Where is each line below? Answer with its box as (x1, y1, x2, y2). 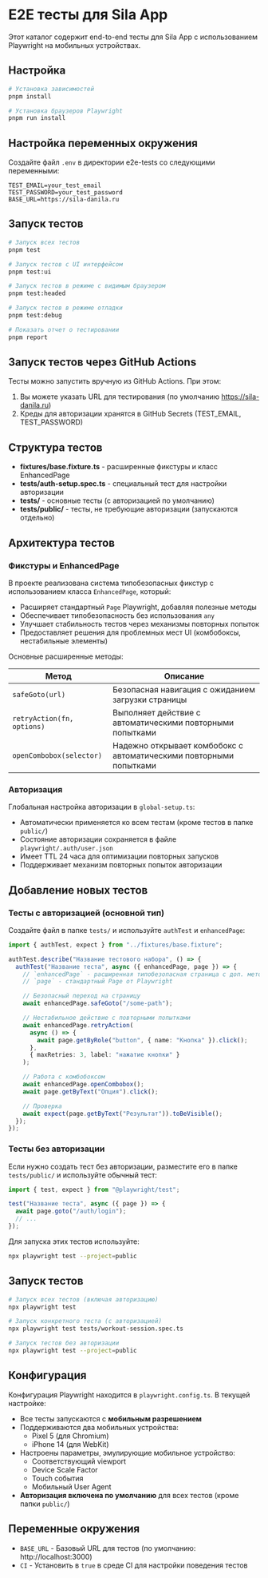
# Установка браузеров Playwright (8, 106, 124, 115)
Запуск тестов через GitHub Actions (8, 356, 197, 369)
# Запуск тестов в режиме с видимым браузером (8, 282, 166, 290)
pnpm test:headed (8, 289, 66, 297)
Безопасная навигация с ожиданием (112, 683, 255, 695)
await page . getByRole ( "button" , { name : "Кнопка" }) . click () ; (37, 1036, 248, 1044)
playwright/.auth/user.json (19, 845, 113, 853)
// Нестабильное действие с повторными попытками (22, 1014, 191, 1022)
